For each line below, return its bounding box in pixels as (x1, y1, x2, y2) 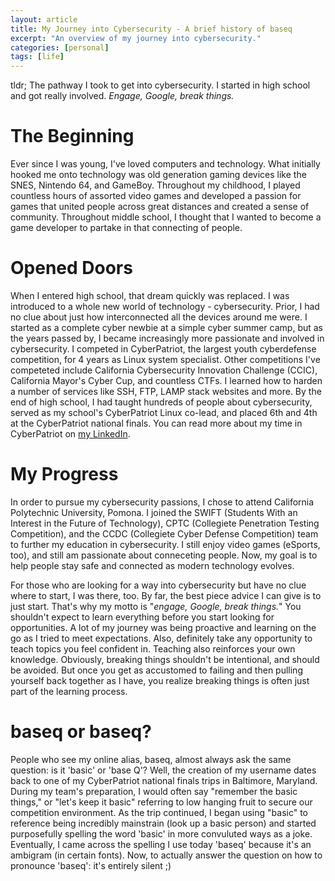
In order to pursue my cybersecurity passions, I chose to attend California (10, 496, 315, 508)
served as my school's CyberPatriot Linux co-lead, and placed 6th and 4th (10, 407, 318, 418)
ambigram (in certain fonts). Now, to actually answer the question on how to (10, 849, 323, 861)
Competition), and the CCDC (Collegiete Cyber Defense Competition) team (10, 527, 319, 540)
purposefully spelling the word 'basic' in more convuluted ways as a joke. (10, 827, 313, 840)
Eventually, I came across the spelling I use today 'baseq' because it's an (10, 838, 312, 850)
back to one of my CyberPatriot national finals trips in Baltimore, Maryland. (10, 774, 318, 786)
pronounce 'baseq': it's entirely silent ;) (10, 859, 172, 871)
